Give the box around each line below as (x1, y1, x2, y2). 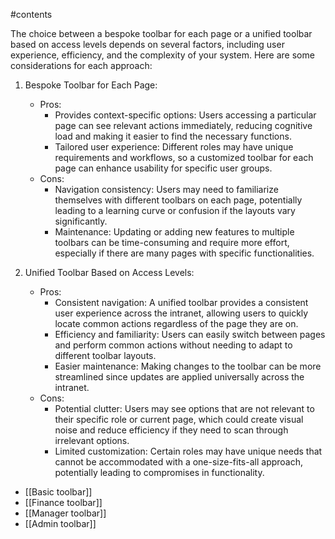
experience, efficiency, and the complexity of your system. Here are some (10, 49, 315, 61)
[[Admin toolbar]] (24, 518, 97, 529)
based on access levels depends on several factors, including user (10, 39, 285, 50)
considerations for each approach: (10, 60, 153, 71)
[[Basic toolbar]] (24, 486, 93, 498)
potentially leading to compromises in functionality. (54, 467, 265, 478)
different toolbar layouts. (54, 350, 157, 361)
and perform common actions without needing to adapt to (54, 339, 293, 351)
